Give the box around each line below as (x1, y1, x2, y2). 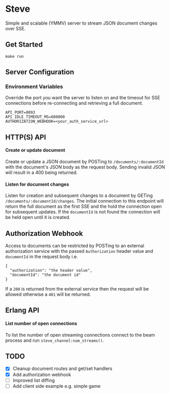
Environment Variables (5, 83, 63, 90)
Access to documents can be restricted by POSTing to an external (5, 243, 144, 249)
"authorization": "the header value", (10, 268, 93, 273)
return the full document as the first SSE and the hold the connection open (5, 203, 162, 210)
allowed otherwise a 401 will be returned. (5, 291, 91, 297)
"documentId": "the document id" (10, 272, 81, 278)
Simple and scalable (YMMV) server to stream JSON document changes (5, 20, 157, 26)
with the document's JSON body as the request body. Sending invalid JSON (5, 164, 165, 170)
